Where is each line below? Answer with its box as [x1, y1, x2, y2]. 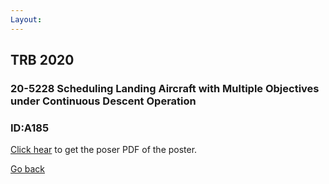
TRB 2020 [10, 52, 75, 69]
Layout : [10, 14, 43, 25]
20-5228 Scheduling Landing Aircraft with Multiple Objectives [10, 81, 320, 95]
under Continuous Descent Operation [10, 94, 197, 108]
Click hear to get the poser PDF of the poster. [10, 144, 198, 156]
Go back [10, 163, 46, 175]
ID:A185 [10, 121, 50, 135]
